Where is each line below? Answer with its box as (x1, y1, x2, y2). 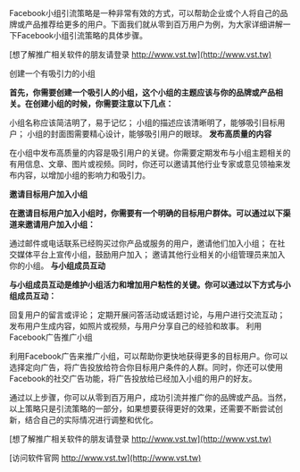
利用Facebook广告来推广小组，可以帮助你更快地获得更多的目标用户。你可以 (9, 351, 288, 361)
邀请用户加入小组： (24, 219, 96, 230)
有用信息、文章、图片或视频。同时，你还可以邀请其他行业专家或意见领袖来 (9, 159, 283, 169)
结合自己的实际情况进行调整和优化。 (24, 415, 158, 425)
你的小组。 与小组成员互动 (9, 260, 105, 271)
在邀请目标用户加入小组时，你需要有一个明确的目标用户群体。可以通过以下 (9, 208, 283, 218)
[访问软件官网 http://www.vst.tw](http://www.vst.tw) (9, 452, 202, 463)
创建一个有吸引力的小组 (9, 68, 96, 79)
